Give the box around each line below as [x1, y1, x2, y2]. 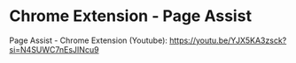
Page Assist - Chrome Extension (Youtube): [9, 35, 168, 45]
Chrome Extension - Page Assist [9, 6, 253, 26]
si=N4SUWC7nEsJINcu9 [9, 44, 99, 54]
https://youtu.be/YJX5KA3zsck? [169, 35, 287, 45]
